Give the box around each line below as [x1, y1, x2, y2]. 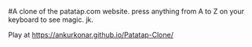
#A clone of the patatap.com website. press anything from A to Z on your [8, 7, 245, 16]
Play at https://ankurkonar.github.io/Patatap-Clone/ [8, 31, 174, 39]
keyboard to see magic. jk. [8, 15, 94, 24]
